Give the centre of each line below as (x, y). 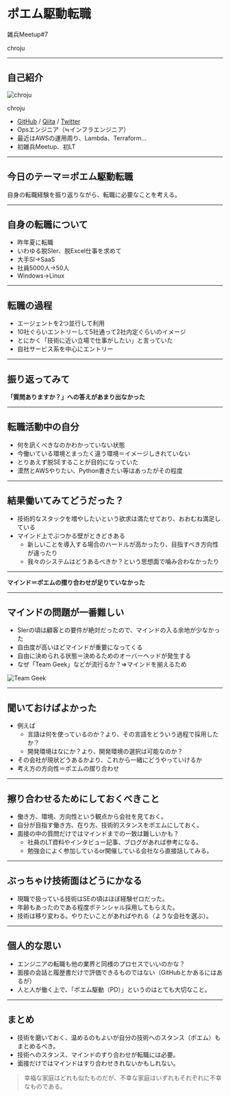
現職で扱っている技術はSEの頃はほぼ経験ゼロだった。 (93, 898)
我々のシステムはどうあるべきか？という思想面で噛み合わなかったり (123, 561)
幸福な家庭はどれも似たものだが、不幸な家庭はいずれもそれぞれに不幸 (123, 1078)
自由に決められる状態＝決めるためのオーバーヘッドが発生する (104, 656)
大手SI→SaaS (36, 260)
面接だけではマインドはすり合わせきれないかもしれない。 (98, 1063)
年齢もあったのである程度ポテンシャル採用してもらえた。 (98, 907)
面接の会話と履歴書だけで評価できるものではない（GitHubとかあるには (117, 972)
